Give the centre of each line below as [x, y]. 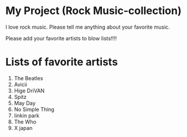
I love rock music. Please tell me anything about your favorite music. [88, 27]
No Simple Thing [34, 109]
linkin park [26, 115]
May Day [25, 103]
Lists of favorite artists [62, 62]
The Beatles [28, 78]
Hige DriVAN [29, 90]
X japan [23, 128]
